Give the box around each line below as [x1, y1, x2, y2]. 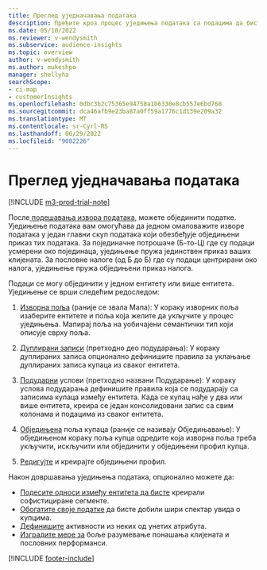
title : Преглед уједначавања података [8, 11, 137, 20]
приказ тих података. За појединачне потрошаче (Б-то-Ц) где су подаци [8, 238, 255, 248]
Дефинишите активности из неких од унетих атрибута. [19, 522, 207, 531]
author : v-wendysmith [8, 56, 80, 64]
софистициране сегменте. [19, 496, 110, 506]
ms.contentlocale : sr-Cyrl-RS [8, 122, 109, 130]
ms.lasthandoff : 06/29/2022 [8, 129, 102, 137]
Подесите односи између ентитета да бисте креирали [19, 487, 205, 497]
